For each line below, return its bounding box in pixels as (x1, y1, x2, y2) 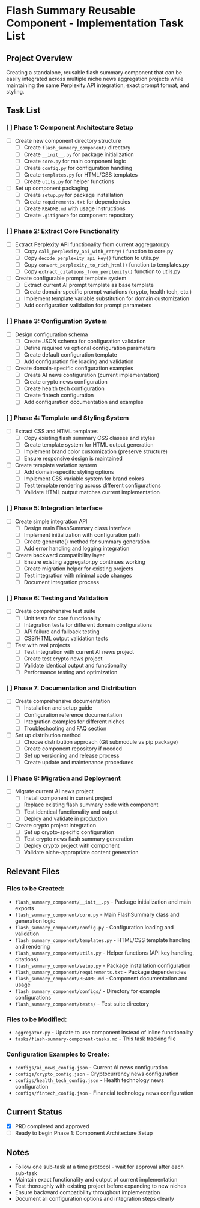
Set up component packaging (14, 184, 89, 192)
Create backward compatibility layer (14, 551, 105, 558)
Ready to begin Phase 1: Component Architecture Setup (14, 1129, 153, 1137)
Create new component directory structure (14, 137, 121, 144)
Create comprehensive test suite (14, 608, 96, 615)
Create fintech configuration (23, 391, 94, 399)
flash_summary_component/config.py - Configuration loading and (14, 923, 174, 931)
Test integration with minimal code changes (23, 572, 132, 579)
